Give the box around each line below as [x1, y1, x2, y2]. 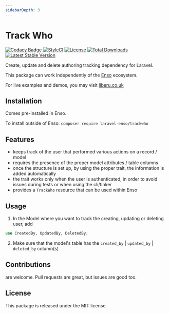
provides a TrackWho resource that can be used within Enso [12, 187, 138, 193]
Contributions [5, 260, 51, 269]
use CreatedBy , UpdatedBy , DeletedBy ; [5, 231, 88, 236]
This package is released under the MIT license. [5, 302, 107, 308]
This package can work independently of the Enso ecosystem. [5, 72, 138, 78]
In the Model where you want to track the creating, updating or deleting [12, 215, 164, 221]
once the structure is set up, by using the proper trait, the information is [12, 165, 164, 171]
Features [5, 135, 34, 144]
